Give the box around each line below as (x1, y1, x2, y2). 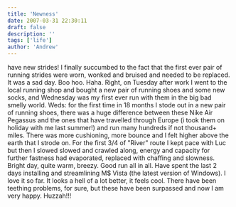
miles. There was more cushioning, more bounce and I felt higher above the (7, 131, 229, 139)
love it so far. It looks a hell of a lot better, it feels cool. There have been (7, 176, 217, 185)
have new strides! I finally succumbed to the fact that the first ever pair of (7, 63, 222, 71)
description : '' (7, 30, 55, 38)
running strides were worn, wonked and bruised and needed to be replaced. (7, 70, 230, 79)
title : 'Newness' (7, 10, 59, 18)
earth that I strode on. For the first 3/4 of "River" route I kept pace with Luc (7, 139, 226, 147)
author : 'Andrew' (7, 43, 59, 51)
